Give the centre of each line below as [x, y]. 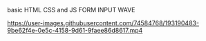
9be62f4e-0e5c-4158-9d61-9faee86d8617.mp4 [75, 30]
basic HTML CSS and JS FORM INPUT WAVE [71, 10]
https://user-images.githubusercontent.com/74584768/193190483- [103, 23]
